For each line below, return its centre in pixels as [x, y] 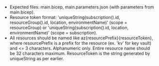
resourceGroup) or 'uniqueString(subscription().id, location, [69, 28]
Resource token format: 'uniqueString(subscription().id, [65, 17]
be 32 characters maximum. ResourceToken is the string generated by [80, 53]
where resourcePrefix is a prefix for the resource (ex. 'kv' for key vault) [80, 43]
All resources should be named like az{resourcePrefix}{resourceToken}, [81, 38]
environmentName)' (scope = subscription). [53, 33]
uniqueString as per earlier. [37, 58]
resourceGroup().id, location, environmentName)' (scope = [68, 22]
